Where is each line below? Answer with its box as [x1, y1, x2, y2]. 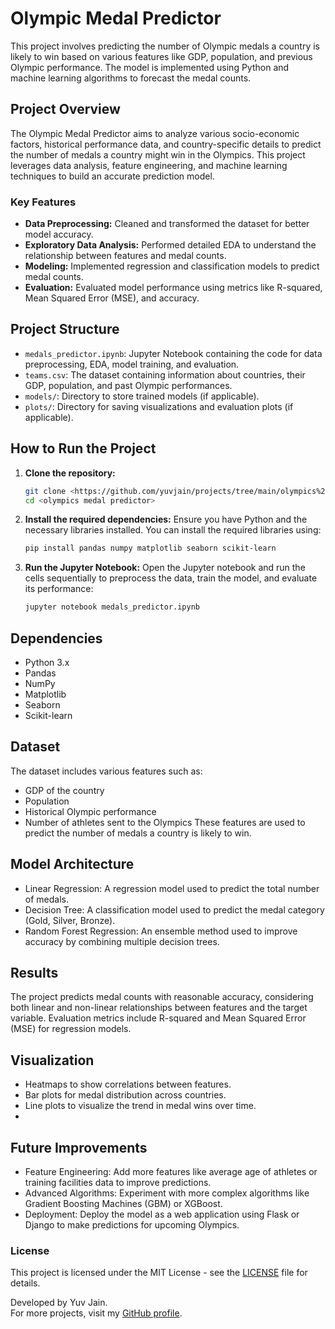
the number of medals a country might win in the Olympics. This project [10, 148, 306, 161]
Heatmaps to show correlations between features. [24, 1078, 232, 1091]
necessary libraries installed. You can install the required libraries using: [24, 524, 322, 536]
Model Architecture [10, 856, 135, 873]
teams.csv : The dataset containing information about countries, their [24, 368, 306, 381]
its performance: [24, 583, 94, 595]
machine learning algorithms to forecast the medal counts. [10, 72, 252, 84]
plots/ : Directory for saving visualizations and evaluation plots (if [24, 400, 294, 412]
